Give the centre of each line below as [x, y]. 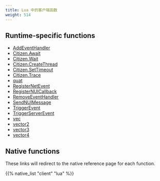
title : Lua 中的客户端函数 [31, 10]
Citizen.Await [27, 53]
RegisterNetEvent [31, 86]
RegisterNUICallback [35, 92]
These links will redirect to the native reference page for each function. [80, 164]
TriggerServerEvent [34, 113]
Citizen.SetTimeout [33, 70]
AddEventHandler [31, 48]
